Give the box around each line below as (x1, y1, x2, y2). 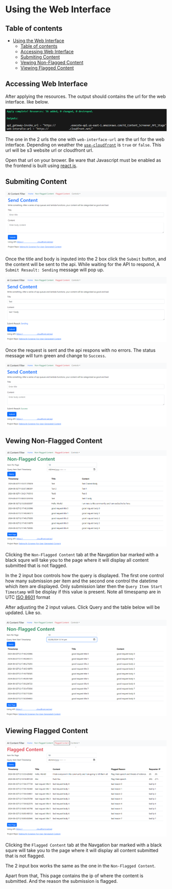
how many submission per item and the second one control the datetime (5, 578, 158, 584)
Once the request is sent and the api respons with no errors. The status (5, 347, 156, 353)
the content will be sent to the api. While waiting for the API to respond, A (5, 261, 160, 268)
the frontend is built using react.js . (5, 163, 78, 169)
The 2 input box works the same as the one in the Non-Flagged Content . (5, 863, 156, 869)
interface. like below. (5, 98, 49, 105)
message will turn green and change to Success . (5, 352, 106, 358)
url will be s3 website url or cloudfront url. (5, 147, 94, 153)
